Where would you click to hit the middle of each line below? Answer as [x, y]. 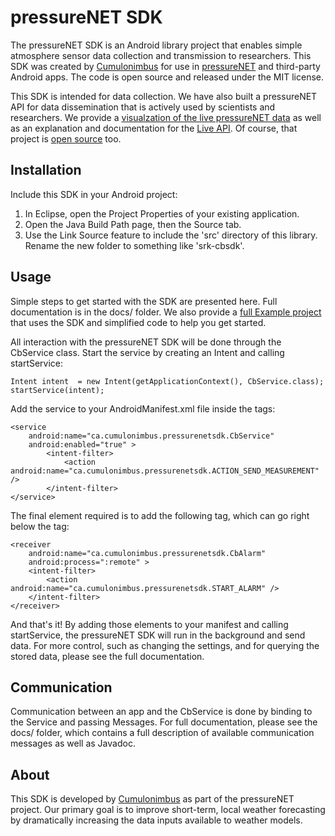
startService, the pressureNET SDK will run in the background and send [158, 635]
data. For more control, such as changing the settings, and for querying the [165, 645]
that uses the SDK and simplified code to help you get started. [138, 322]
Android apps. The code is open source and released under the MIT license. [167, 77]
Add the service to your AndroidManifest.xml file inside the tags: [143, 408]
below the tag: [40, 526]
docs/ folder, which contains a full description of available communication [162, 733]
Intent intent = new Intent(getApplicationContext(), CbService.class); [167, 381]
